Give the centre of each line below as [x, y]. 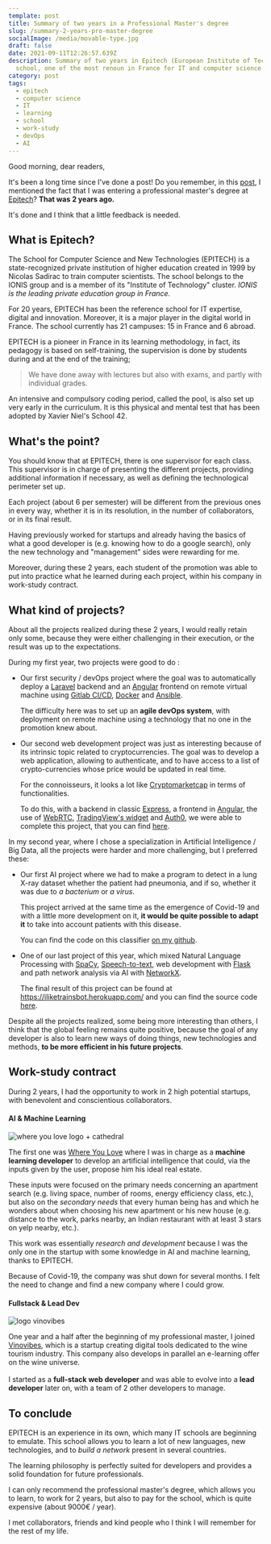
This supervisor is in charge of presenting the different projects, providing [131, 469]
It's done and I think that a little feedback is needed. [94, 214]
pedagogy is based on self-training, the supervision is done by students [128, 351]
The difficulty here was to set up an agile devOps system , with [125, 710]
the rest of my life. [39, 1531]
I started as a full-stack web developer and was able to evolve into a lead [131, 1380]
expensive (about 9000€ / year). [63, 1507]
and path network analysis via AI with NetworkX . [101, 972]
